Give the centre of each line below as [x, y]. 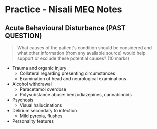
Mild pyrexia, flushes [41, 116]
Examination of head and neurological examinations [73, 79]
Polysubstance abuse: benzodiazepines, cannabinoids [76, 95]
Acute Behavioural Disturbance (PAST [65, 28]
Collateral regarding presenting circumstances [68, 73]
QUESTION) [24, 35]
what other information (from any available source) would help [81, 53]
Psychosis [23, 100]
